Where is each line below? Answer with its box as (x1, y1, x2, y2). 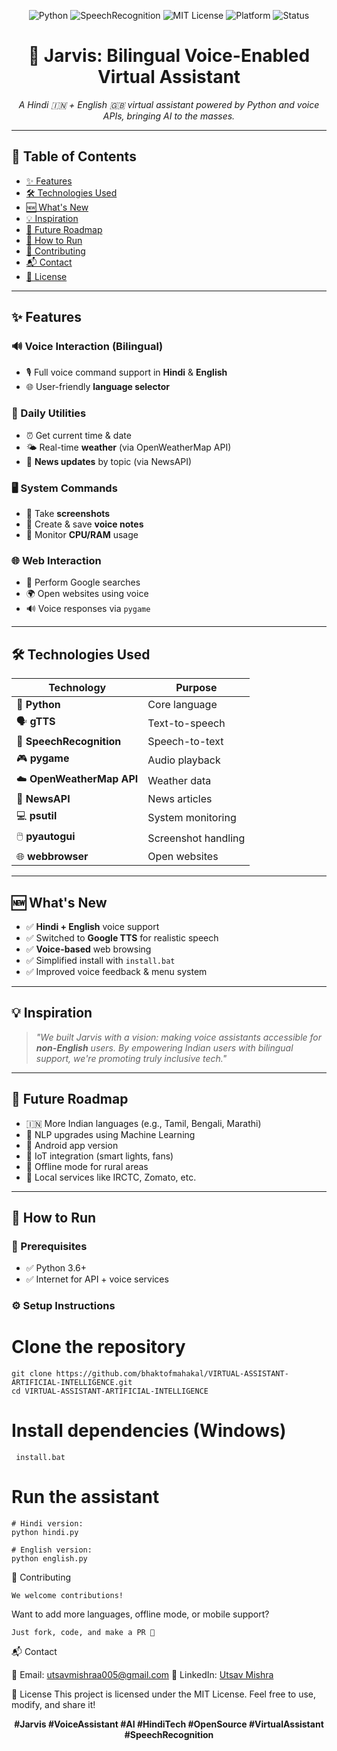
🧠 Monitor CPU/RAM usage (25, 529, 139, 541)
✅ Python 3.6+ (25, 1262, 88, 1274)
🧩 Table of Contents (11, 148, 137, 165)
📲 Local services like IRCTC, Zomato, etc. (25, 1171, 197, 1183)
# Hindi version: (11, 1519, 84, 1529)
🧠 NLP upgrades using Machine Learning (25, 1128, 196, 1140)
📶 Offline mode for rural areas (25, 1160, 149, 1172)
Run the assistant (11, 1486, 160, 1509)
